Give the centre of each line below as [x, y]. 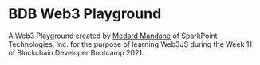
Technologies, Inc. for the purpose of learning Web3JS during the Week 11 [130, 44]
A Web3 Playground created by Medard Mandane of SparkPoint [113, 36]
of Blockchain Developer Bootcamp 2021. [76, 52]
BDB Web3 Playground [85, 14]
